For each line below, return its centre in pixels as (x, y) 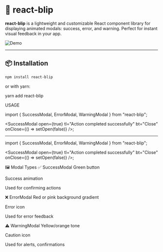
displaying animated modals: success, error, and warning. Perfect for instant (81, 28)
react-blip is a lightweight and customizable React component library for (78, 23)
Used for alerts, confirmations (35, 244)
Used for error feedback (29, 216)
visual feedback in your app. (33, 33)
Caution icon (18, 235)
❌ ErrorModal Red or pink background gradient (52, 197)
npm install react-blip (29, 77)
